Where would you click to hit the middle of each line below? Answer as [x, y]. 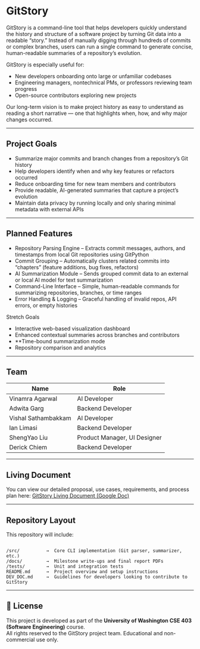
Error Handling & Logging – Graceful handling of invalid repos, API [96, 299]
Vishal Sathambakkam [40, 418]
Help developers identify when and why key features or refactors [94, 171]
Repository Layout [41, 520]
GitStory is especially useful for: [45, 65]
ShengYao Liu [29, 438]
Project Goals [32, 144]
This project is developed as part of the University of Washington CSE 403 [99, 620]
